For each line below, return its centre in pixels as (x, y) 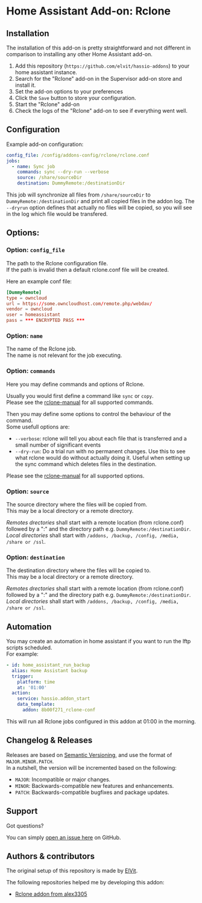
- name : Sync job (33, 166)
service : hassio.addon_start (54, 699)
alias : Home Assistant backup (49, 670)
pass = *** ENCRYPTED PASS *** (46, 321)
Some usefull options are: (38, 427)
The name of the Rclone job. (41, 349)
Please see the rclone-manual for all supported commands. (80, 402)
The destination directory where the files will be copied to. (79, 570)
